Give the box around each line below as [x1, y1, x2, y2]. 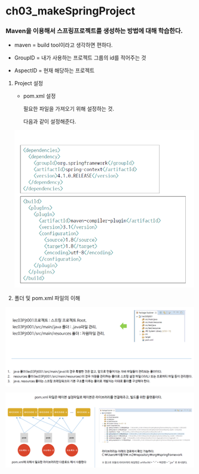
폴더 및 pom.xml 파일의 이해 [14, 294, 81, 301]
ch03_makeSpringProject [5, 4, 136, 18]
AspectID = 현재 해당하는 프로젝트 [14, 67, 95, 74]
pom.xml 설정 [23, 92, 56, 100]
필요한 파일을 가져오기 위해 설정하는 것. [23, 105, 115, 112]
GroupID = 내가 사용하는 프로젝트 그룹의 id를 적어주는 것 [14, 54, 146, 61]
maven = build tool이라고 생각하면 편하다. [14, 41, 113, 49]
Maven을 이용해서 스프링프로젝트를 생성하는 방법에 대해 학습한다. [5, 27, 183, 35]
